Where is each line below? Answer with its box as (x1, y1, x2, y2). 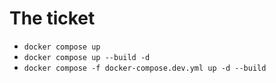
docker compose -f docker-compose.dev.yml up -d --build (23, 63, 267, 73)
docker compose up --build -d (23, 52, 151, 62)
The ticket (9, 7, 96, 30)
